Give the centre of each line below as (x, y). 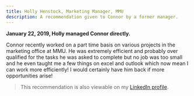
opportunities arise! (29, 76)
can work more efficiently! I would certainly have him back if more (85, 69)
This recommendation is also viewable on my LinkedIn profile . (94, 87)
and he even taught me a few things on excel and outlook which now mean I (97, 63)
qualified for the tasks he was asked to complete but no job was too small (94, 57)
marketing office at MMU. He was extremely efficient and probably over (92, 51)
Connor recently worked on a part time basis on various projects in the (91, 45)
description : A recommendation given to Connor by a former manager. (92, 17)
